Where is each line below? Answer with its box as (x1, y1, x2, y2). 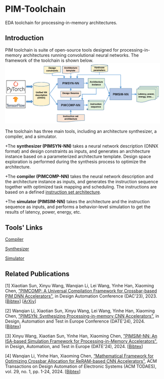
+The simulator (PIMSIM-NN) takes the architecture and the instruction (5, 199, 150, 205)
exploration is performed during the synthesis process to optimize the (5, 159, 146, 165)
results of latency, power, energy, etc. (5, 209, 82, 215)
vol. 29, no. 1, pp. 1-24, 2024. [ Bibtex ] (5, 368, 81, 374)
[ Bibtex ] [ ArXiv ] (5, 298, 37, 304)
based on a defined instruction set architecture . (5, 189, 102, 195)
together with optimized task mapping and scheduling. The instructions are (5, 184, 157, 190)
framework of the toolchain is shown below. (5, 57, 93, 63)
